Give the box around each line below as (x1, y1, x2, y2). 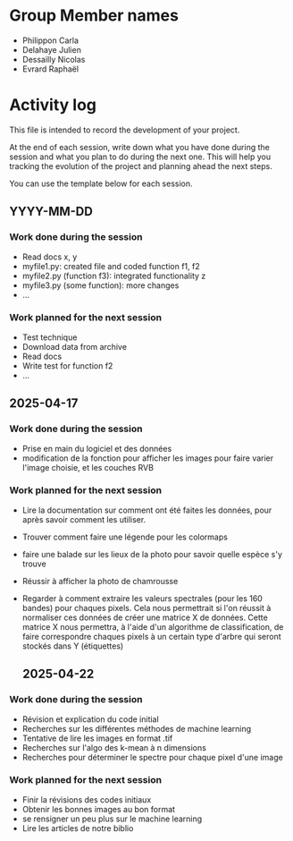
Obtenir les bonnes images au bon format (21, 803, 176, 814)
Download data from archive (21, 341, 128, 352)
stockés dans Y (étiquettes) (21, 641, 124, 651)
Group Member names (9, 5, 179, 26)
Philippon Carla (21, 35, 79, 46)
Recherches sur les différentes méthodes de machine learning (21, 723, 252, 734)
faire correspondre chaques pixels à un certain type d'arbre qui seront (21, 631, 281, 641)
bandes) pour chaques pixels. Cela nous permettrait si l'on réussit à (21, 602, 272, 613)
